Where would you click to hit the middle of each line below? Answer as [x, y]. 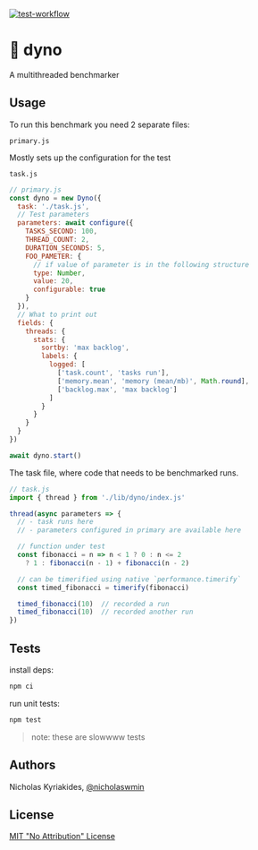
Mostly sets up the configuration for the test [90, 158]
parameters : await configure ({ [75, 223]
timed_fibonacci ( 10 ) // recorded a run [93, 604]
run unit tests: [35, 703]
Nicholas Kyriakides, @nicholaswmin [77, 786]
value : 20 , [53, 281]
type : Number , [59, 273]
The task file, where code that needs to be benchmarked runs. [124, 472]
